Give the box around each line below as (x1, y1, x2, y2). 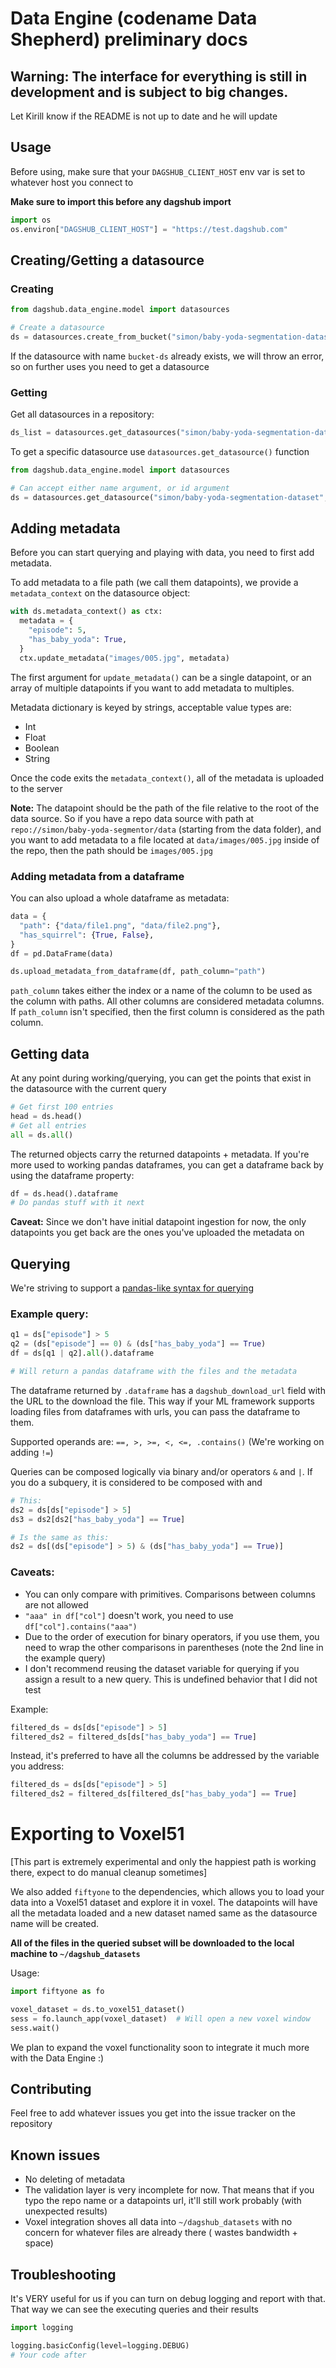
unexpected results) (24, 2205, 108, 2217)
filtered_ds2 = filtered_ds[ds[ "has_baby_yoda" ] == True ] (10, 1732, 257, 1742)
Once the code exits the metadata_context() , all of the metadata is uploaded (10, 772, 325, 784)
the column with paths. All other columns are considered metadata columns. (10, 995, 325, 1007)
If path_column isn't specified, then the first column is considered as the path (10, 1006, 325, 1018)
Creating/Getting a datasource (10, 252, 205, 269)
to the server (10, 782, 63, 794)
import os (10, 215, 52, 225)
